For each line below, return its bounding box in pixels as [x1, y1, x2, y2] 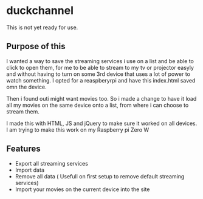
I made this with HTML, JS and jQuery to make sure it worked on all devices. [6, 120, 198, 127]
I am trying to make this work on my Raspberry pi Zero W [6, 126, 150, 133]
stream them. [6, 107, 40, 115]
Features [6, 144, 41, 154]
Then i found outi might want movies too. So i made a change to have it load [6, 95, 197, 102]
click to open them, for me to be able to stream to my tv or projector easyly [6, 64, 194, 71]
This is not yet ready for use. [6, 24, 78, 31]
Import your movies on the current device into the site [15, 186, 150, 193]
